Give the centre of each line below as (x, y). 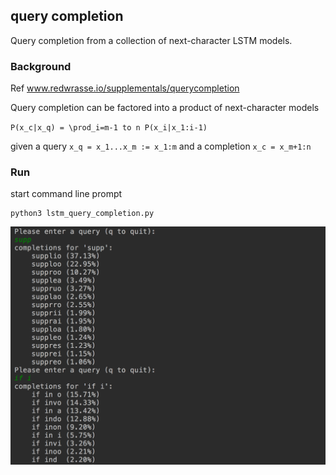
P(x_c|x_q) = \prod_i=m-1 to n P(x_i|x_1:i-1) (109, 128)
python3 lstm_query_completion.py (82, 214)
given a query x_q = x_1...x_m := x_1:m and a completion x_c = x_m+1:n (161, 146)
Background (41, 66)
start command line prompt (66, 194)
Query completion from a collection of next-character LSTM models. (151, 40)
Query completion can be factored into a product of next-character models (165, 108)
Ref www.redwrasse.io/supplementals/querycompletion (125, 88)
